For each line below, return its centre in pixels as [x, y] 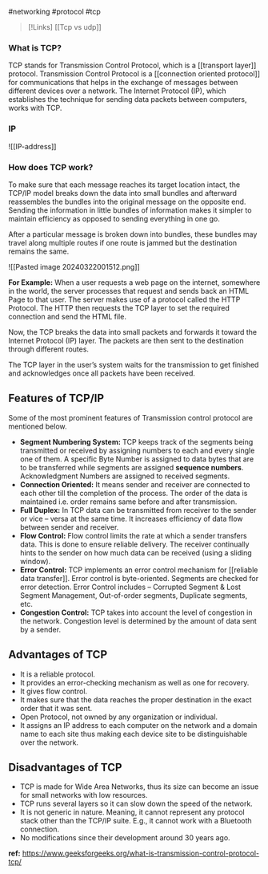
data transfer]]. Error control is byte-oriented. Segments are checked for [139, 578]
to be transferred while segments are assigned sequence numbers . [132, 467]
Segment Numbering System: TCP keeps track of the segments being [136, 441]
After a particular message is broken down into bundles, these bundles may [133, 234]
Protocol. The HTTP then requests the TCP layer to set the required [119, 307]
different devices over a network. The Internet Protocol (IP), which [117, 91]
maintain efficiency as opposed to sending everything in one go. [114, 218]
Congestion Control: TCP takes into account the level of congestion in [136, 612]
